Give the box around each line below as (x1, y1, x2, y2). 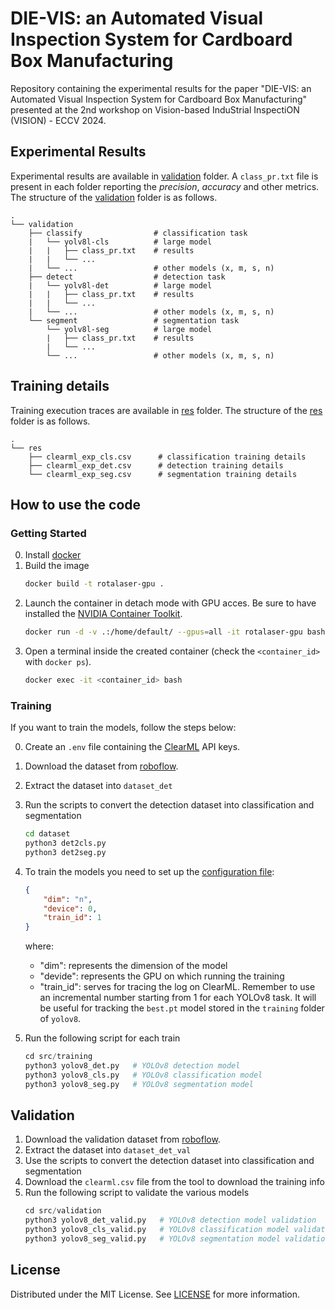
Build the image (24, 560, 90, 572)
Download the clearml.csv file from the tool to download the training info (24, 1176, 325, 1188)
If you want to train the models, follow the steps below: (10, 722, 237, 734)
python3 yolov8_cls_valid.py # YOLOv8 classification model (24, 1225, 290, 1235)
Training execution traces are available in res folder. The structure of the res (10, 404, 323, 416)
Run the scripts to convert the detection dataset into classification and (24, 799, 315, 811)
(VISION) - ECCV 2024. (10, 114, 107, 126)
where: (24, 940, 54, 952)
